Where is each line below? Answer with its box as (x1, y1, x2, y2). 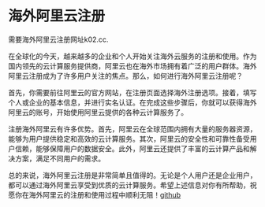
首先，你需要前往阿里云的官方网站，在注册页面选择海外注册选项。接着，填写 (8, 87, 257, 97)
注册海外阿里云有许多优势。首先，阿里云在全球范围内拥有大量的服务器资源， (8, 124, 257, 134)
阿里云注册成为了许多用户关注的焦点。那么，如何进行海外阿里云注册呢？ (8, 71, 243, 80)
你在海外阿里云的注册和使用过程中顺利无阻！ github (14, 190, 181, 199)
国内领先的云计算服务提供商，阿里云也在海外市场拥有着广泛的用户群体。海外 (8, 61, 257, 71)
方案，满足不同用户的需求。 (14, 153, 105, 163)
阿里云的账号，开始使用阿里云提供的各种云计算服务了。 (8, 107, 188, 116)
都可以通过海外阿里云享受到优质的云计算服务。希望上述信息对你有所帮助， (8, 180, 250, 190)
